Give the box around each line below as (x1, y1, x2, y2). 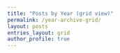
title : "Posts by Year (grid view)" (7, 10, 114, 17)
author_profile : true (7, 36, 70, 43)
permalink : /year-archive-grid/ (7, 17, 101, 23)
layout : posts (7, 23, 49, 30)
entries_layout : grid (7, 29, 70, 36)
